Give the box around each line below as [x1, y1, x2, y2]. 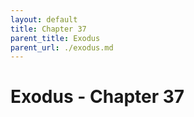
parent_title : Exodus [10, 33, 101, 43]
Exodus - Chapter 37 [10, 86, 185, 108]
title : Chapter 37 [10, 24, 87, 34]
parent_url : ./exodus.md [10, 42, 114, 53]
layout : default [10, 14, 78, 25]
